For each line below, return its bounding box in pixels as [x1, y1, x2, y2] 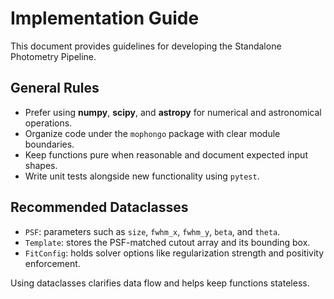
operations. [24, 117, 73, 129]
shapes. [24, 159, 58, 171]
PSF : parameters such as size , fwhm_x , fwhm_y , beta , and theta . [24, 225, 281, 237]
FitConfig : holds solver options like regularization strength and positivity [24, 247, 325, 259]
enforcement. [24, 257, 81, 269]
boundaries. [24, 138, 75, 150]
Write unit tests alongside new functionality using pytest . [24, 170, 260, 182]
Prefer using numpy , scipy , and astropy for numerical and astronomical [24, 106, 322, 118]
